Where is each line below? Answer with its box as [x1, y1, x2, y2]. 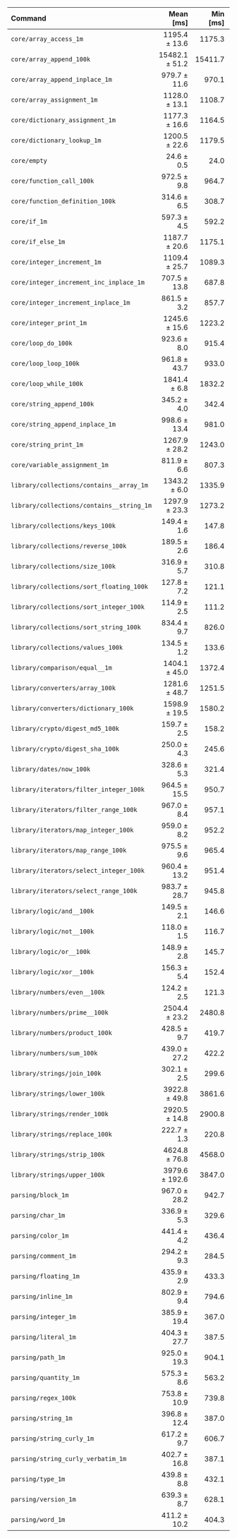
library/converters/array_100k [11, 684, 116, 692]
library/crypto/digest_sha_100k [11, 745, 120, 753]
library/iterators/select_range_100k [11, 887, 138, 895]
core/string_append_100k [11, 400, 95, 408]
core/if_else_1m [11, 238, 66, 246]
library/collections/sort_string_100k [11, 624, 141, 631]
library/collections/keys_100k [11, 522, 116, 530]
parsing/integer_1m [11, 1313, 76, 1321]
